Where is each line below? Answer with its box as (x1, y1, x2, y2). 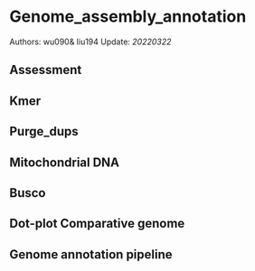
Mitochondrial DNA (9, 154, 120, 170)
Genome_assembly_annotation (9, 6, 247, 27)
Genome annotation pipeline (9, 247, 174, 262)
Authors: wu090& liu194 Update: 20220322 (9, 36, 172, 47)
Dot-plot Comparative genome (9, 216, 185, 231)
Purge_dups (9, 124, 79, 139)
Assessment (9, 62, 82, 78)
